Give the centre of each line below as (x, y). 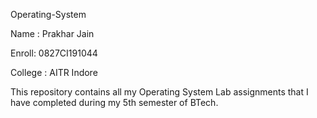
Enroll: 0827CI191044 (54, 53)
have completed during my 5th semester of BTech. (114, 102)
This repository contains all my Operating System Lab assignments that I (159, 92)
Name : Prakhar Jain (52, 33)
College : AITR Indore (54, 72)
